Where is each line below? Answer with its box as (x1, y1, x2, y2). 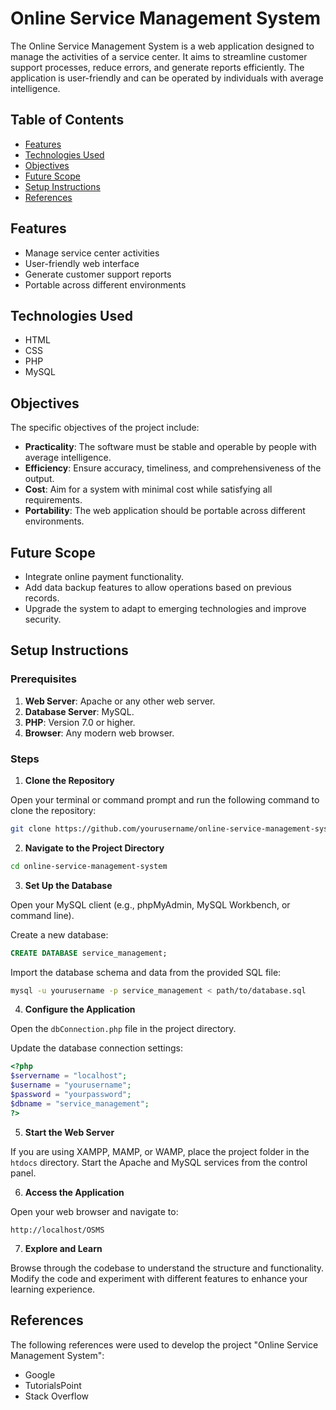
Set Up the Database (24, 879, 113, 891)
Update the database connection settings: (10, 1042, 183, 1054)
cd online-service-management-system (10, 861, 168, 871)
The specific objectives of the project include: (10, 422, 200, 434)
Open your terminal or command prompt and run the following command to (10, 793, 320, 806)
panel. (10, 1167, 37, 1179)
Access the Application (24, 1186, 125, 1198)
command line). (10, 909, 75, 921)
